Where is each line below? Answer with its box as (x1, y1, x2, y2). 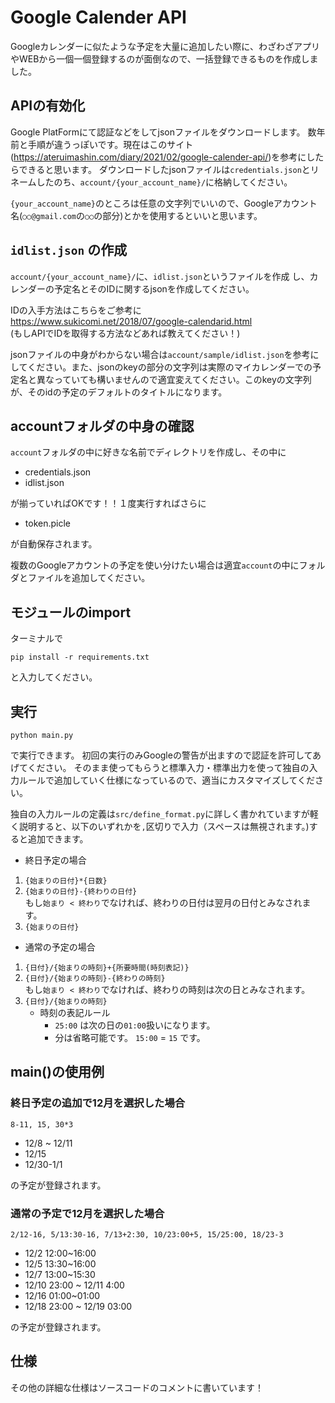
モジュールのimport (10, 604, 132, 621)
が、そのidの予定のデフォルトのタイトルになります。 (10, 386, 228, 398)
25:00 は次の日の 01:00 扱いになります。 (54, 1019, 216, 1031)
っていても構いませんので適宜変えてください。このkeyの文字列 (53, 373, 312, 385)
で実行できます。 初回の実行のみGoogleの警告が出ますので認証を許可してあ (10, 749, 322, 761)
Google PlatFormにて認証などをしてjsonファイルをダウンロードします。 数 (10, 126, 317, 138)
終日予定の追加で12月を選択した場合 (10, 1096, 186, 1110)
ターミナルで (10, 632, 63, 645)
